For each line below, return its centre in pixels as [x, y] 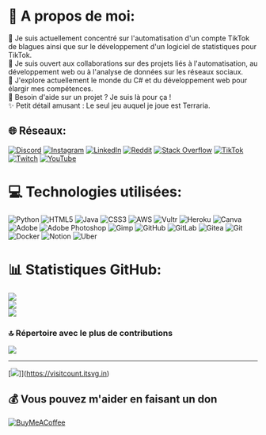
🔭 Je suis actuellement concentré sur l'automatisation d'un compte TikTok [129, 38]
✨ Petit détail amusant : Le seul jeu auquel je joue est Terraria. [109, 105]
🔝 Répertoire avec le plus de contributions [90, 333]
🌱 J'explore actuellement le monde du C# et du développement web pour [128, 80]
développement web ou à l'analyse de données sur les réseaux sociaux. [126, 71]
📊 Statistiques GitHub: [85, 269]
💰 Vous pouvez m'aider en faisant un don [113, 399]
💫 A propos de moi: [72, 16]
